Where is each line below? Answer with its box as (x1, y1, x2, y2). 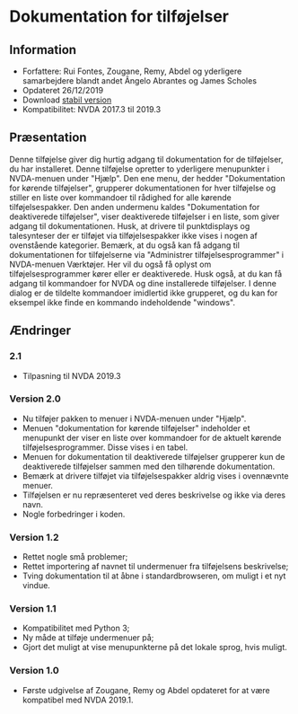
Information (9, 42, 77, 57)
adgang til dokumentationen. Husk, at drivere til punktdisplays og (9, 220, 250, 231)
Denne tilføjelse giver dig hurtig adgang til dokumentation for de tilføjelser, (9, 154, 285, 164)
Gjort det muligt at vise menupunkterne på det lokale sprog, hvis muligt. (22, 642, 287, 653)
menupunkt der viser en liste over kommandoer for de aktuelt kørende (22, 432, 282, 443)
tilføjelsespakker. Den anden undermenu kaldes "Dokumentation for (9, 201, 260, 212)
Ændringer (9, 323, 72, 339)
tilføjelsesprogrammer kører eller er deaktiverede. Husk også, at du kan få (9, 268, 283, 279)
